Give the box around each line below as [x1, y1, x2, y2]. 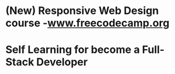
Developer [36, 55, 88, 69]
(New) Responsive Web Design [5, 4, 159, 17]
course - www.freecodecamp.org [5, 16, 170, 30]
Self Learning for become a [5, 43, 140, 57]
